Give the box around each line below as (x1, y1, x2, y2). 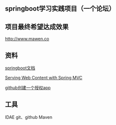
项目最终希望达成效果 (5, 22, 69, 31)
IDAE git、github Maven (5, 114, 52, 120)
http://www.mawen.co (5, 36, 49, 42)
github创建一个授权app (5, 85, 51, 91)
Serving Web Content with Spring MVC (5, 75, 83, 81)
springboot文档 (5, 65, 35, 71)
